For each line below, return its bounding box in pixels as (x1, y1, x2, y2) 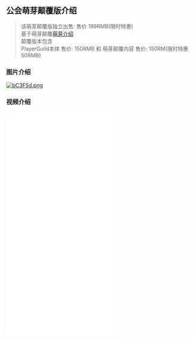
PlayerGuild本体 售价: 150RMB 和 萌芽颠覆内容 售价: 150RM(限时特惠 (20, 45, 189, 52)
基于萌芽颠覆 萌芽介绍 (20, 30, 73, 37)
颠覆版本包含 (20, 38, 53, 45)
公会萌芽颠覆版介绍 (6, 5, 77, 16)
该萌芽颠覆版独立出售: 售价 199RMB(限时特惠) (20, 23, 133, 30)
